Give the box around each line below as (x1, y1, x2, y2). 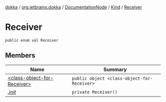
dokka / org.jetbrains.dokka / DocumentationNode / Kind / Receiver (5, 4, 142, 10)
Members (5, 51, 36, 60)
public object (72, 75, 105, 81)
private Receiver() (72, 89, 118, 95)
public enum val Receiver (5, 38, 58, 43)
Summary (103, 66, 127, 73)
